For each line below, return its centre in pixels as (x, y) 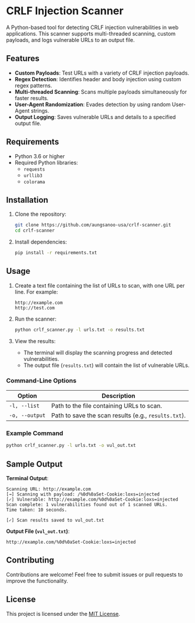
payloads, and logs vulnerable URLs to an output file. (70, 40)
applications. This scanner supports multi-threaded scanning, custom (91, 33)
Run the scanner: (35, 319)
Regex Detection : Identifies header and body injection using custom (98, 79)
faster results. (32, 98)
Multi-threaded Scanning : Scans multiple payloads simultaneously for (101, 92)
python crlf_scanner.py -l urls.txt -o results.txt (79, 330)
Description (118, 395)
